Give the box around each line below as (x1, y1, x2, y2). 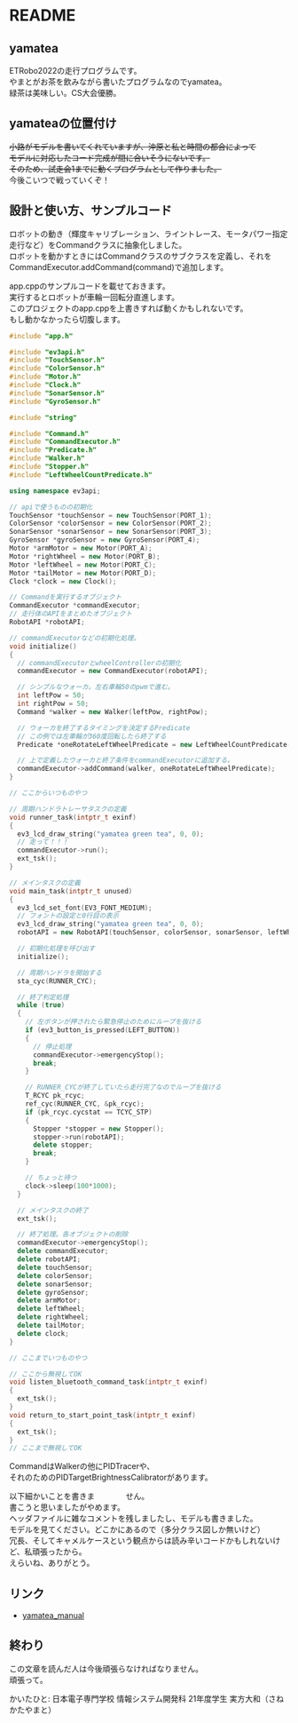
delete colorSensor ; (17, 1271, 93, 1280)
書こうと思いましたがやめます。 (9, 1502, 126, 1513)
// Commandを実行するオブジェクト (9, 592, 122, 602)
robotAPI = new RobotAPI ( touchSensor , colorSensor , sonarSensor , (17, 928, 264, 937)
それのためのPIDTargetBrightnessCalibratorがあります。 (9, 1472, 213, 1483)
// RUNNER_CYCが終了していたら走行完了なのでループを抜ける (25, 1083, 222, 1092)
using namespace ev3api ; (9, 486, 101, 496)
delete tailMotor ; (17, 1321, 86, 1330)
